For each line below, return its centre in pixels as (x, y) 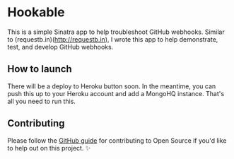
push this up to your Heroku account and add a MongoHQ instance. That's (116, 93)
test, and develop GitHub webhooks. (60, 47)
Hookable (36, 12)
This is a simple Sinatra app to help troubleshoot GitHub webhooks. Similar (116, 32)
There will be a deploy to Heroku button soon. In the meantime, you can (112, 86)
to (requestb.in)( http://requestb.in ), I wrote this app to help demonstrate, (113, 39)
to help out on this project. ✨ (49, 148)
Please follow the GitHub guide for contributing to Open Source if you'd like (117, 140)
